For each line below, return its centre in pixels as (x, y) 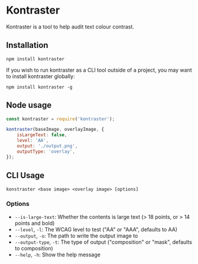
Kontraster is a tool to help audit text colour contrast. (70, 27)
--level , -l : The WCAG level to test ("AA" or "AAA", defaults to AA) (96, 229)
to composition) (34, 248)
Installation (27, 45)
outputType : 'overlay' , (46, 152)
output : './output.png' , (47, 146)
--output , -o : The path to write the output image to (76, 236)
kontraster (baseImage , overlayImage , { (55, 130)
